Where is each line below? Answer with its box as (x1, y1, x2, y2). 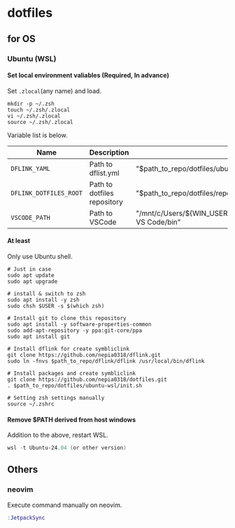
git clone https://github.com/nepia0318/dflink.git (7, 352, 161, 359)
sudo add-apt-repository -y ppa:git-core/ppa (7, 327, 142, 334)
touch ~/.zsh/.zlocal (7, 106, 71, 113)
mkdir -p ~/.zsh (7, 100, 55, 107)
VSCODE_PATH (10, 214, 51, 221)
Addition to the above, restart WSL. (7, 431, 108, 439)
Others (7, 464, 38, 475)
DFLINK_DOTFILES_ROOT (10, 189, 83, 197)
